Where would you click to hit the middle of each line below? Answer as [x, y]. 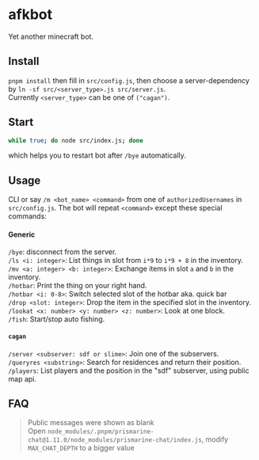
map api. [23, 378]
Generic [22, 234]
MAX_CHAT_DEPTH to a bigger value [81, 448]
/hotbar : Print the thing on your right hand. [78, 286]
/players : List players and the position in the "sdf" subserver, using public [129, 371]
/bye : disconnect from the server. [63, 252]
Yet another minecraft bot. [51, 36]
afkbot [30, 15]
